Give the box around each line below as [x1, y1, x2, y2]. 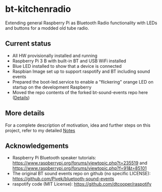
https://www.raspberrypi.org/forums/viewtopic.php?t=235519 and [12, 160, 148, 166]
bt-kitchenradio [5, 3, 71, 15]
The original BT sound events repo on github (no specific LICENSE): [12, 171, 151, 177]
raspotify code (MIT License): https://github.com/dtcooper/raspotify [12, 181, 152, 187]
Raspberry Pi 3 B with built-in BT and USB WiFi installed [12, 58, 126, 64]
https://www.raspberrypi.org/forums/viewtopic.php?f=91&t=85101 [12, 165, 147, 171]
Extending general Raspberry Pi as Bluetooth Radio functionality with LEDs [5, 20, 158, 26]
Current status [5, 40, 51, 48]
